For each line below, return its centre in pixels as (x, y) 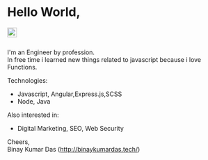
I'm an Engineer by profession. (51, 52)
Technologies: (27, 80)
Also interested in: (33, 115)
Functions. (22, 67)
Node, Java (34, 101)
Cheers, (18, 142)
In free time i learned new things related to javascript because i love (104, 59)
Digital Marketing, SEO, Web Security (70, 128)
